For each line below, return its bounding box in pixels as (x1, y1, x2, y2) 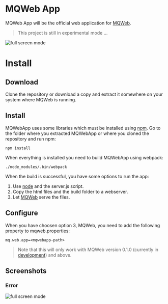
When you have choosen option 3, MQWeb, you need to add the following (5, 222, 160, 228)
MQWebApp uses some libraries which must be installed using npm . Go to (5, 125, 161, 131)
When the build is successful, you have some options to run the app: (5, 173, 149, 179)
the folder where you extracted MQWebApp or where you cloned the (5, 130, 149, 136)
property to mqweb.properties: (5, 228, 70, 234)
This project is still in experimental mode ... (17, 30, 108, 36)
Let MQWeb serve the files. (12, 194, 70, 200)
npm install (5, 146, 31, 151)
